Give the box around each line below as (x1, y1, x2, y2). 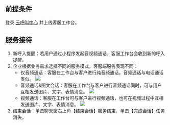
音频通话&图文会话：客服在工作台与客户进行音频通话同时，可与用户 (20, 82, 162, 88)
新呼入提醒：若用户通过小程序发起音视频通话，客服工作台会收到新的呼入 (12, 50, 165, 56)
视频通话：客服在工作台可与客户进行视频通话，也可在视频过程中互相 (20, 95, 164, 101)
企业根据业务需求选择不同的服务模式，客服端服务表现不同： (12, 63, 138, 69)
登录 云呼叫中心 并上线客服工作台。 (5, 19, 80, 26)
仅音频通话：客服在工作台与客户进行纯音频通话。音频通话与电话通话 (20, 69, 164, 76)
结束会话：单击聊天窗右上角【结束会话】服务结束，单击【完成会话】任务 (12, 108, 165, 114)
